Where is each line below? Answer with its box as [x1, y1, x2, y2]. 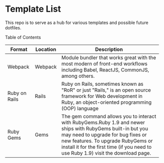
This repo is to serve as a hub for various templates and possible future [5, 20, 149, 25]
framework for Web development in [61, 93, 143, 99]
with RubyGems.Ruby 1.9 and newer [61, 119, 145, 126]
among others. [61, 72, 95, 79]
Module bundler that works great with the [61, 54, 156, 61]
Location [35, 46, 57, 52]
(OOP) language [61, 105, 99, 112]
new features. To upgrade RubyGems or [61, 137, 153, 144]
